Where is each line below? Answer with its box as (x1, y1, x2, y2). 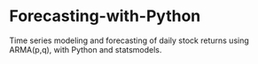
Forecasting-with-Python (9, 6, 201, 26)
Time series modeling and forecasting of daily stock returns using (9, 35, 250, 46)
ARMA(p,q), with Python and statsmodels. (9, 44, 162, 54)
